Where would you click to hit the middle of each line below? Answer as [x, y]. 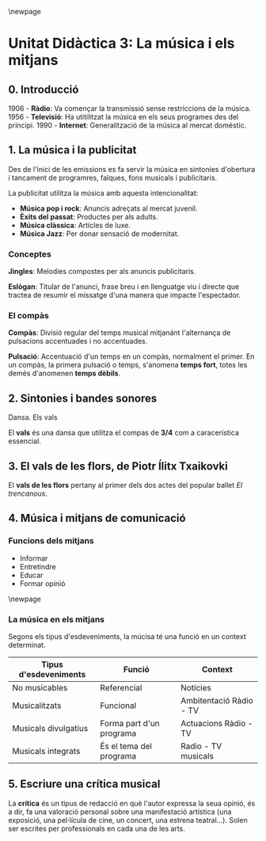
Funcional [118, 706]
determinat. [27, 645]
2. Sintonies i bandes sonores [83, 398]
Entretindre [38, 566]
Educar [31, 575]
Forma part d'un [130, 724]
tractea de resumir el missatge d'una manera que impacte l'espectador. [125, 295]
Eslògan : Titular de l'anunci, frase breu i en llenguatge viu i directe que [124, 287]
